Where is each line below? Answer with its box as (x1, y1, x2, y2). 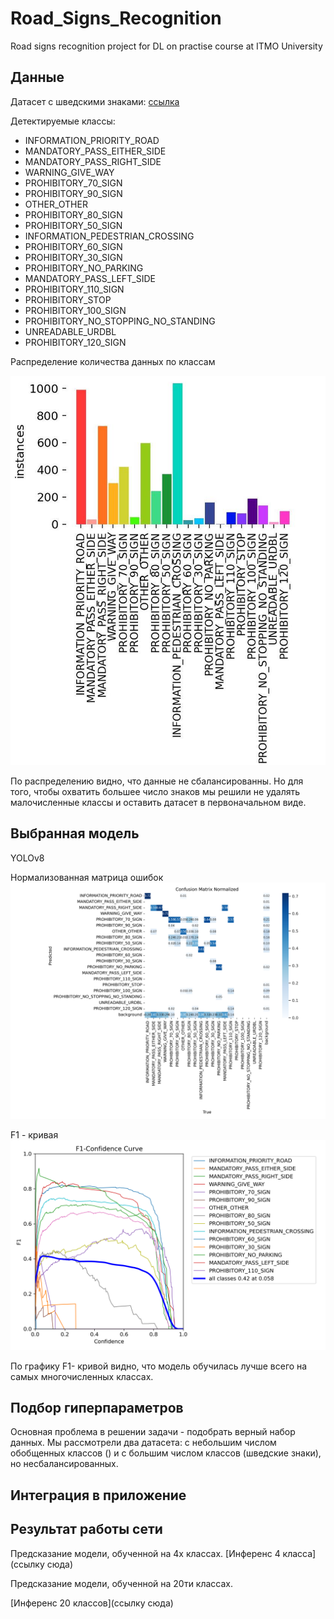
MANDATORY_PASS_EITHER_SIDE (24, 145, 167, 157)
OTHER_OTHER (24, 198, 88, 210)
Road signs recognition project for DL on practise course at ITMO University (10, 40, 323, 52)
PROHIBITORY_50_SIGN (24, 219, 123, 231)
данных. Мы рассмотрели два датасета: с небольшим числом (10, 1437, 277, 1449)
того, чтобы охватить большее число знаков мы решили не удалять (10, 786, 301, 798)
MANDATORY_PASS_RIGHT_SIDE (24, 155, 162, 167)
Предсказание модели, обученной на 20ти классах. (10, 1577, 234, 1589)
